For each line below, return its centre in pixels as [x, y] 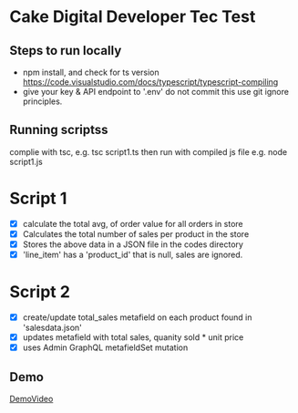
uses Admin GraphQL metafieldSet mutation [105, 347]
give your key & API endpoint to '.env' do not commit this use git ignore [156, 92]
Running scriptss [59, 130]
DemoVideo [31, 398]
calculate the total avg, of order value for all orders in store [133, 223]
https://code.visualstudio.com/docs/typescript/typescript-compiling [150, 82]
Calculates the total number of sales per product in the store [136, 233]
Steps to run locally [66, 51]
